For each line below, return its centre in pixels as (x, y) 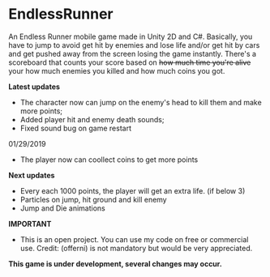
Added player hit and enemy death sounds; (92, 119)
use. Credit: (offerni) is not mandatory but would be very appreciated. (136, 248)
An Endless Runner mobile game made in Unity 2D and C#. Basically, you (131, 36)
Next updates (32, 175)
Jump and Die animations (62, 208)
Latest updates (34, 87)
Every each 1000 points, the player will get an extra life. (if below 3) (133, 190)
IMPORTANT (30, 224)
